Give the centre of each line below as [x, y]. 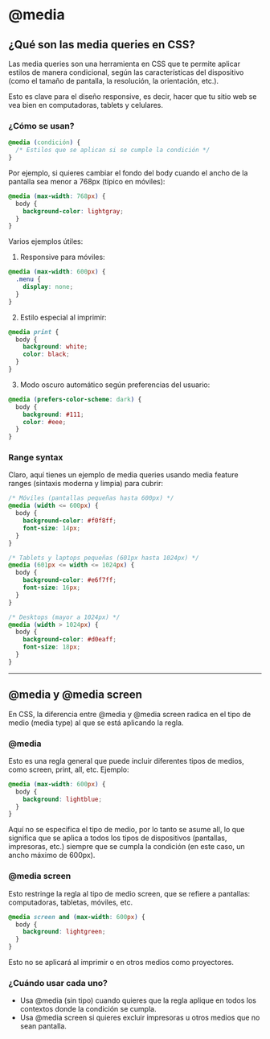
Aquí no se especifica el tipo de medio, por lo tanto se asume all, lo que [127, 830]
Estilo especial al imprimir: [63, 317]
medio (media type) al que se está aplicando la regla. [96, 723]
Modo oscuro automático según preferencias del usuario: [115, 385]
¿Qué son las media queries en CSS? [102, 45]
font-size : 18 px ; [52, 647]
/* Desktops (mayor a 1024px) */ [64, 617]
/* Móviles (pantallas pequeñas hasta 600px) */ [91, 498]
